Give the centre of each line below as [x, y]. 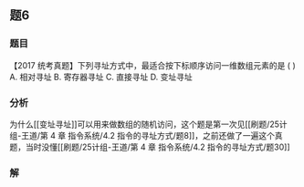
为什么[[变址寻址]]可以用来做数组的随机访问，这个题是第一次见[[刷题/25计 [148, 124]
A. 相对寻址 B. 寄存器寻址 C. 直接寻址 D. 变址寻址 [101, 77]
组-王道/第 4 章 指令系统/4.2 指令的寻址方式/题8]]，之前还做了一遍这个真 [146, 135]
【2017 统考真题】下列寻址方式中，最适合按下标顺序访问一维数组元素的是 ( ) [153, 65]
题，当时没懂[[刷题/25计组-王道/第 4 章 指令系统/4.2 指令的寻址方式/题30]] [150, 147]
